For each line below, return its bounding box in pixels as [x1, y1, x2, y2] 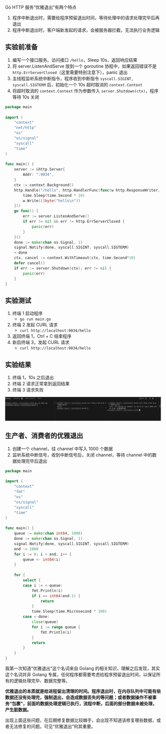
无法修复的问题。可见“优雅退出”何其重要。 [9, 724, 96, 730]
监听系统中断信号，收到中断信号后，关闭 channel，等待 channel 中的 [12, 452, 153, 458]
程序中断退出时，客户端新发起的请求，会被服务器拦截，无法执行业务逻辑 [12, 27, 160, 33]
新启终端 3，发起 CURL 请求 [12, 340, 70, 346]
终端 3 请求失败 [12, 387, 44, 393]
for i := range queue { [31, 624, 81, 629]
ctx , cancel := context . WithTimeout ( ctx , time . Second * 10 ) [14, 256, 136, 261]
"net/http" [14, 125, 37, 130]
